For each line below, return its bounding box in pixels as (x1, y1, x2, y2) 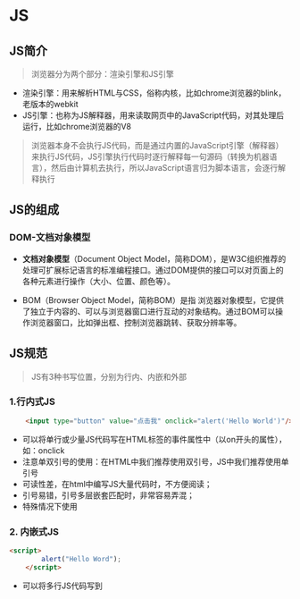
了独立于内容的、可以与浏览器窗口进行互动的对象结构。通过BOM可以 (21, 306, 276, 316)
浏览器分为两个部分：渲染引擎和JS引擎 (30, 69, 174, 79)
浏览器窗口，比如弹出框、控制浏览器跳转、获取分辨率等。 (29, 316, 242, 327)
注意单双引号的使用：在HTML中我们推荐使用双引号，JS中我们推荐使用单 (21, 456, 289, 467)
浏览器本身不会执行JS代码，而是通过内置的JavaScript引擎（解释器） (30, 140, 284, 150)
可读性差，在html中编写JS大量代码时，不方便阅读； (21, 478, 212, 489)
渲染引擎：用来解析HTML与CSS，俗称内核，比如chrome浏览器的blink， (21, 88, 287, 98)
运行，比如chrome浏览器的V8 (21, 122, 132, 131)
